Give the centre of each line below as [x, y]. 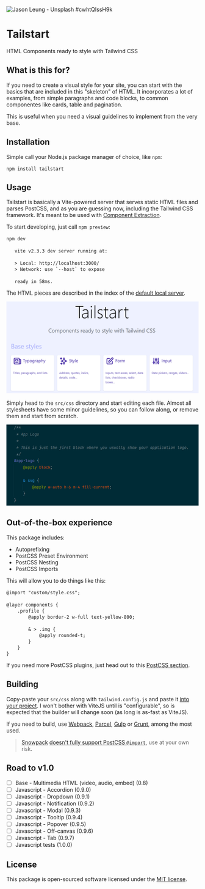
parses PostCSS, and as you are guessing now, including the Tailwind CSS [100, 208]
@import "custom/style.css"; [43, 592]
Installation [28, 142]
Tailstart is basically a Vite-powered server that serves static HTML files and [102, 202]
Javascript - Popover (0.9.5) [51, 824]
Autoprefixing [32, 549]
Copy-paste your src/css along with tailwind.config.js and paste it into [98, 699]
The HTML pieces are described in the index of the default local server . [96, 293]
